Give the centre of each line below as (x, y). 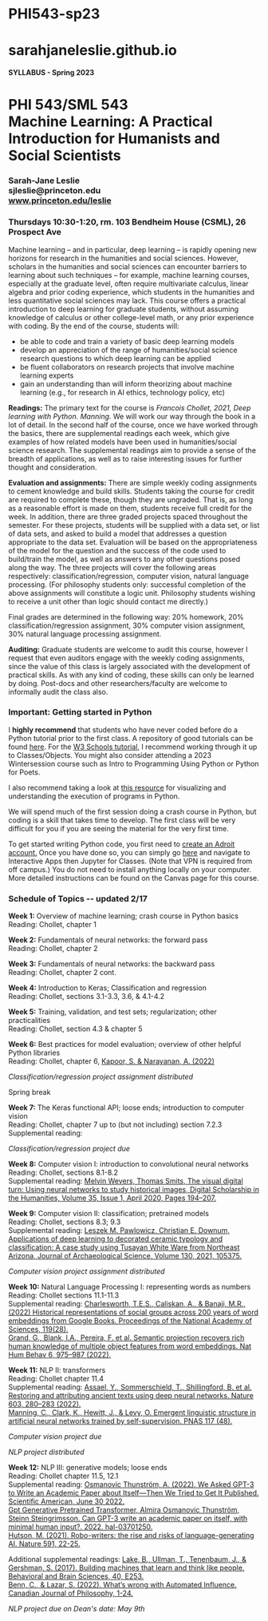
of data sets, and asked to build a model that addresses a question (118, 533)
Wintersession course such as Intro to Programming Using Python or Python (134, 763)
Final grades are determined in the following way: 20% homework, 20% (126, 616)
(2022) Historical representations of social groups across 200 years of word (134, 1312)
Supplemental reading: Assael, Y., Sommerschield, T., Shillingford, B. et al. (130, 1387)
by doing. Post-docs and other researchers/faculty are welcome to (118, 683)
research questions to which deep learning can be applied (115, 358)
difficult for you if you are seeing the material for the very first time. (118, 828)
